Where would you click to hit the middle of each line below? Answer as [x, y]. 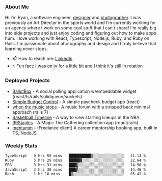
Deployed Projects [27, 80]
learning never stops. [27, 49]
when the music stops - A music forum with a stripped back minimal [81, 107]
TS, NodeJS [24, 133]
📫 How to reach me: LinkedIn [42, 59]
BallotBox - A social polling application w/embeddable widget [74, 91]
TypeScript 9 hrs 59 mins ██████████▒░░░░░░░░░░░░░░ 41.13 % [76, 155]
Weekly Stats [21, 146]
